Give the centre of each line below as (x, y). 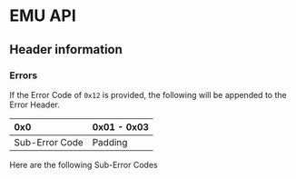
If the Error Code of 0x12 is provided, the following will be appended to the (148, 94)
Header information (66, 50)
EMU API (43, 16)
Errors (24, 75)
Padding (110, 142)
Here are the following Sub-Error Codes (84, 164)
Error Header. (35, 104)
